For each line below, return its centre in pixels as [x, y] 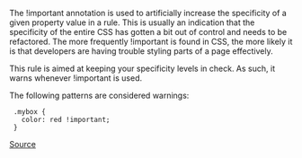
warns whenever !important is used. [76, 78]
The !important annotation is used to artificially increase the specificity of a [148, 13]
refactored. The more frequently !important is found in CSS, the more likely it [151, 41]
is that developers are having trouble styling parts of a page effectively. [141, 51]
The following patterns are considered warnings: [99, 95]
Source [22, 144]
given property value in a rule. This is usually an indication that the [132, 22]
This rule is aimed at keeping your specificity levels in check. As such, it [142, 68]
